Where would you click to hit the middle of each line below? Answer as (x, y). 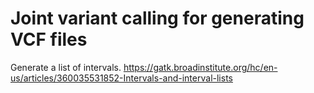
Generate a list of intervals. (66, 67)
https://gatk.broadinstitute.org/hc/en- (200, 67)
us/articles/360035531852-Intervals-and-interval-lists (121, 78)
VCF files (49, 39)
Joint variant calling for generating (157, 18)
